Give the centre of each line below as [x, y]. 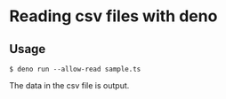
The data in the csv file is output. [69, 85]
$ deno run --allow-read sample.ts [75, 69]
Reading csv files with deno [113, 16]
